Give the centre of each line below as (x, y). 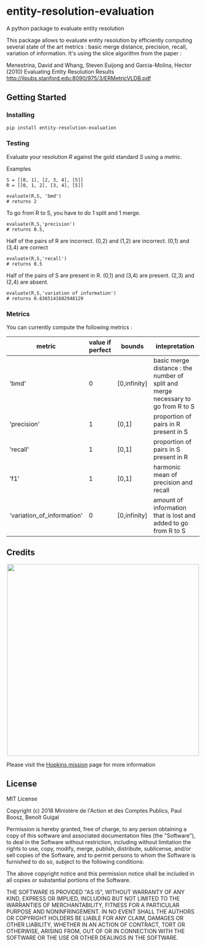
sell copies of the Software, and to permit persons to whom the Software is (101, 855)
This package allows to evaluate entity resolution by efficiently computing (99, 40)
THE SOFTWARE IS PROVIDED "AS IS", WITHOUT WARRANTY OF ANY (96, 892)
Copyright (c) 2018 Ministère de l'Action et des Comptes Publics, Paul (94, 810)
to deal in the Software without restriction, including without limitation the (99, 842)
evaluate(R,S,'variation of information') (61, 293)
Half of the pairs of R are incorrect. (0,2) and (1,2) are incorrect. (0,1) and (98, 241)
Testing (18, 144)
